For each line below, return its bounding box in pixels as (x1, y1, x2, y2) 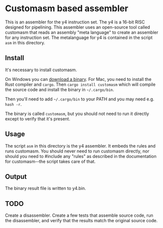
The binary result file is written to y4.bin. (5, 186, 86, 191)
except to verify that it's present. (5, 115, 71, 122)
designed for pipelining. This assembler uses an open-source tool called (5, 24, 150, 30)
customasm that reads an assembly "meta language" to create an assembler (5, 29, 159, 35)
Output (5, 172, 27, 181)
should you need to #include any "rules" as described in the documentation (5, 153, 157, 159)
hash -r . (5, 101, 22, 107)
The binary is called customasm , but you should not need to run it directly (5, 111, 149, 116)
